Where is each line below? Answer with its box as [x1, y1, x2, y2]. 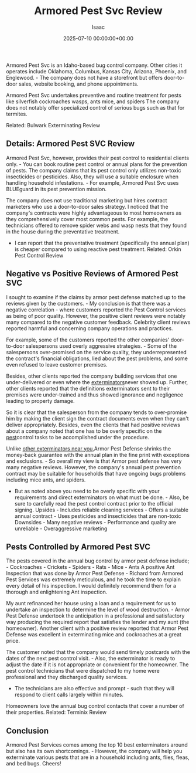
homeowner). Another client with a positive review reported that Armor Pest [6, 625, 189, 632]
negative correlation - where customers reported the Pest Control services [6, 306, 186, 313]
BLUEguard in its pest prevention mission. [6, 185, 107, 192]
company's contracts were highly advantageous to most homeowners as [6, 209, 182, 216]
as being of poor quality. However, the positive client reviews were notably [6, 312, 186, 319]
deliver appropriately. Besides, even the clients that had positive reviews [6, 421, 180, 428]
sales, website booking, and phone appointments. [18, 80, 139, 87]
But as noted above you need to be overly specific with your [14, 487, 160, 494]
